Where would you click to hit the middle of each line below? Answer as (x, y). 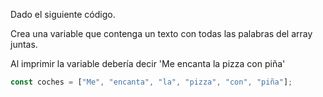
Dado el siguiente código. (63, 14)
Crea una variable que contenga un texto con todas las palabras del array (161, 33)
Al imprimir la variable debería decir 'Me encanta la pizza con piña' (148, 63)
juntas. (24, 44)
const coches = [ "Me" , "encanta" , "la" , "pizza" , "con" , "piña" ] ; (151, 82)
